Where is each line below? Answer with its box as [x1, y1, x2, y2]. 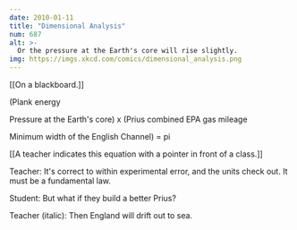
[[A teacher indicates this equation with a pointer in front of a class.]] [9, 149, 264, 159]
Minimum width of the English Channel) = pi [9, 132, 171, 141]
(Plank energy [9, 97, 61, 107]
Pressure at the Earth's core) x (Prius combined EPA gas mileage [9, 114, 248, 124]
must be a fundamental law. [9, 175, 112, 186]
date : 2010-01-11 [9, 13, 74, 22]
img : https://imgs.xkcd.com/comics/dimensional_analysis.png [9, 55, 242, 64]
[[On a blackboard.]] [9, 80, 85, 89]
